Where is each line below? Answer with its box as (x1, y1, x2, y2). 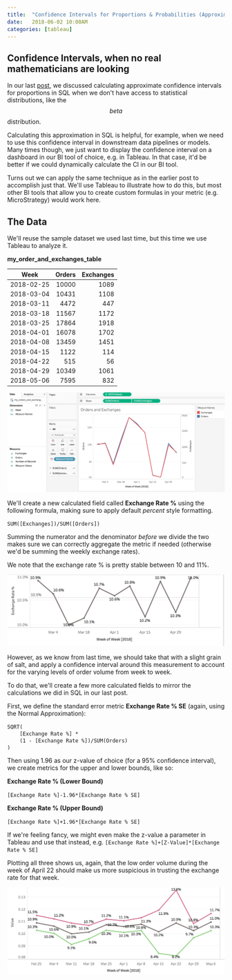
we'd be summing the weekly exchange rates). (7, 547, 140, 556)
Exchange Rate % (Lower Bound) (7, 778, 104, 786)
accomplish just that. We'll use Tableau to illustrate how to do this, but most (7, 181, 222, 189)
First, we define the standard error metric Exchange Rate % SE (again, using (7, 702, 225, 710)
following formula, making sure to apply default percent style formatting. (7, 506, 213, 514)
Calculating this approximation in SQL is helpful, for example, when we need (7, 131, 224, 140)
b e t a (109, 107, 123, 115)
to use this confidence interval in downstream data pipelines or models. (7, 138, 211, 147)
